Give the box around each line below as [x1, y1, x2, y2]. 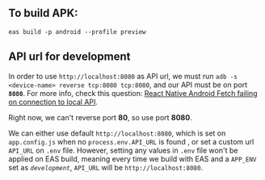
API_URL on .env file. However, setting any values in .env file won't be [8, 145, 238, 155]
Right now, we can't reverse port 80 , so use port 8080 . [8, 112, 192, 122]
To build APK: [8, 6, 78, 20]
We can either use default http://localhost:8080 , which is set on [8, 128, 226, 138]
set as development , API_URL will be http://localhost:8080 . [8, 162, 204, 172]
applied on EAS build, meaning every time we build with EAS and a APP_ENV [8, 153, 257, 164]
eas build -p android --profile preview [8, 27, 147, 36]
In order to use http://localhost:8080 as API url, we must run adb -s [8, 71, 238, 81]
